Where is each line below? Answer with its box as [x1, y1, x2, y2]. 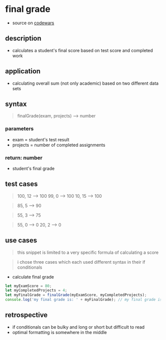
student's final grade [12, 165, 55, 171]
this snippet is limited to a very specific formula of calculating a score [17, 249, 159, 255]
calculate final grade [12, 274, 54, 280]
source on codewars [12, 20, 54, 26]
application [5, 67, 41, 75]
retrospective [5, 311, 48, 319]
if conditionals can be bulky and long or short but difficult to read [12, 324, 145, 330]
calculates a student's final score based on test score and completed [12, 47, 153, 53]
